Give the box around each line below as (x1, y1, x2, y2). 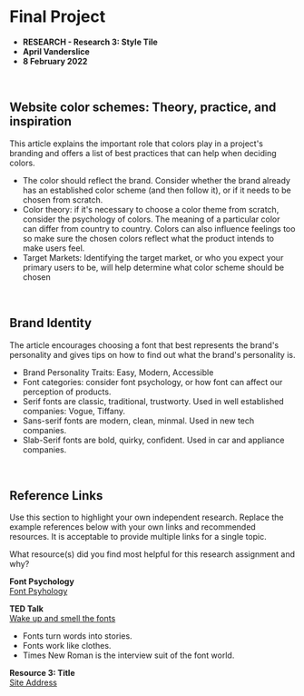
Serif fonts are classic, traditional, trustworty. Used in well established (22, 395, 284, 406)
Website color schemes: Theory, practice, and (9, 100, 277, 115)
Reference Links (9, 488, 103, 503)
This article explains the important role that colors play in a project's (9, 138, 263, 149)
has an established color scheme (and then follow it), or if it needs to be (22, 184, 292, 195)
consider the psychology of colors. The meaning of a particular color (22, 214, 280, 224)
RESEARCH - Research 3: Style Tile (22, 36, 159, 47)
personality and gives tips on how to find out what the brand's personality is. (9, 349, 296, 360)
